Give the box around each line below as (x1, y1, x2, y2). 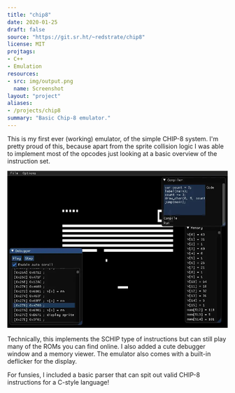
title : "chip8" (7, 11, 52, 18)
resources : (7, 70, 39, 77)
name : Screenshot (13, 85, 64, 92)
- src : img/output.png (7, 78, 73, 85)
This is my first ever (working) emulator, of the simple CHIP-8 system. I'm (7, 134, 219, 143)
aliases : (7, 100, 33, 107)
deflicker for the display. (7, 357, 78, 365)
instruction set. (7, 157, 50, 165)
